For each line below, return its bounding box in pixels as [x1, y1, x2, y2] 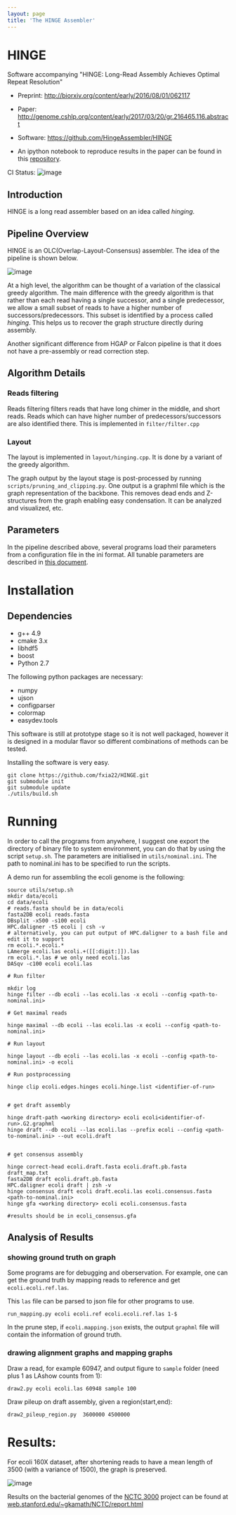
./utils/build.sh [7, 790, 58, 797]
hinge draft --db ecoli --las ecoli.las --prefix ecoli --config [7, 1126, 202, 1133]
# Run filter [7, 972, 46, 979]
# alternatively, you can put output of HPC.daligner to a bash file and [7, 929, 228, 936]
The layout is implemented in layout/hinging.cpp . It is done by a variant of [7, 453, 223, 461]
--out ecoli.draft [57, 1133, 112, 1140]
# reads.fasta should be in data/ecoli [7, 905, 124, 912]
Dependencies [7, 610, 72, 622]
